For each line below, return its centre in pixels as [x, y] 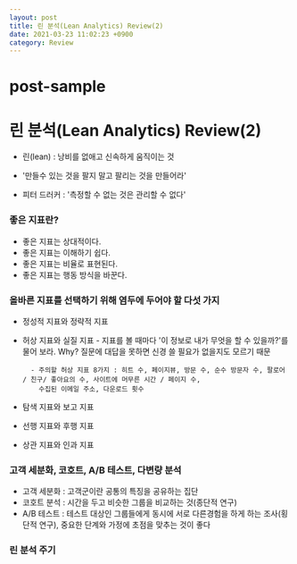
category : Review [41, 42]
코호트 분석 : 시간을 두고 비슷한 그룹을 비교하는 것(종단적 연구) [130, 502]
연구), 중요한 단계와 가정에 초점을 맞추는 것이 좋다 [125, 525]
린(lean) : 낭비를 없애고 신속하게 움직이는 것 [98, 156]
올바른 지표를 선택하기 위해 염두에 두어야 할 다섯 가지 [115, 300]
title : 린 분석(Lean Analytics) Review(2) [87, 26]
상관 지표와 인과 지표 [58, 444]
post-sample [58, 87]
